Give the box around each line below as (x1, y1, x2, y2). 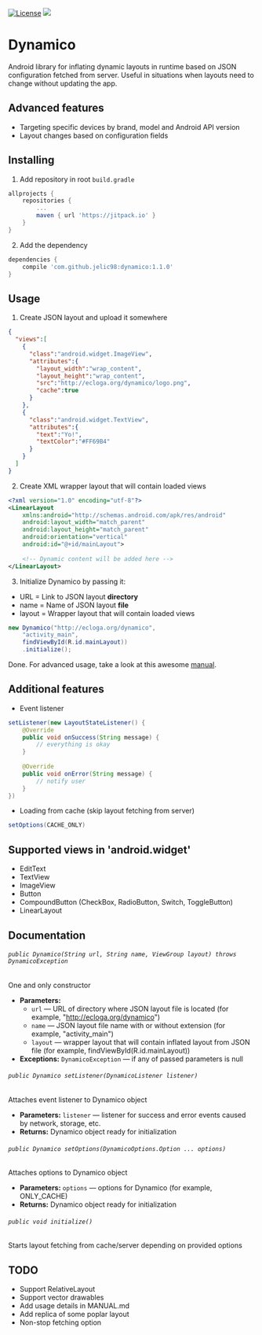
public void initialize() (8, 1218, 93, 1226)
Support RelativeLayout (19, 1285, 96, 1294)
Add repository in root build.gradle (19, 174, 135, 184)
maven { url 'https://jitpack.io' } (36, 212, 156, 219)
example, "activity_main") (31, 1029, 114, 1038)
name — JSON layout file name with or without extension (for (31, 1020, 226, 1030)
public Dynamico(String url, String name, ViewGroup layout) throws (8, 950, 237, 959)
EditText (19, 864, 46, 873)
